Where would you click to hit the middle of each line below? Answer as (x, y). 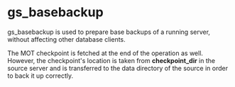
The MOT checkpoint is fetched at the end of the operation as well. (105, 53)
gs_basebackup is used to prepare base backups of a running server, (109, 32)
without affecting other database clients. (66, 39)
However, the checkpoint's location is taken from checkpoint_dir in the (111, 60)
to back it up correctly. (40, 76)
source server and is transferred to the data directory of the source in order (118, 68)
